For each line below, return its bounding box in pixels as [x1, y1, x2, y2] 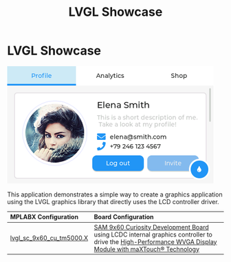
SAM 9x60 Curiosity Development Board [93, 223, 210, 231]
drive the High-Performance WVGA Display [93, 237, 217, 245]
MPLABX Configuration [10, 213, 79, 221]
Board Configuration [93, 213, 154, 221]
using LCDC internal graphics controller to [93, 230, 213, 239]
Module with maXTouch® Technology [93, 245, 200, 253]
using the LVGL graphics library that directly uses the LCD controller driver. [7, 197, 219, 205]
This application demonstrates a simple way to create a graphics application [7, 190, 223, 199]
